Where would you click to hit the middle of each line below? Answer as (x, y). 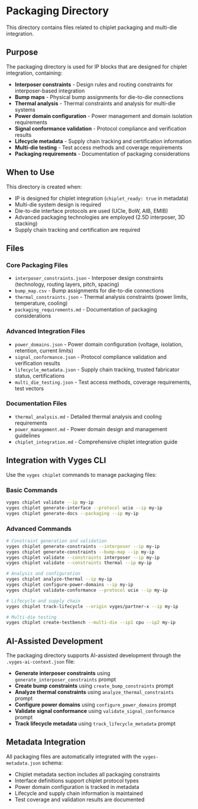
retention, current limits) (44, 351)
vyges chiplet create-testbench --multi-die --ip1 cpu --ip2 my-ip (91, 623)
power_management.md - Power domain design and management (91, 429)
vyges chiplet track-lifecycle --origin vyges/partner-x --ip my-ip (92, 606)
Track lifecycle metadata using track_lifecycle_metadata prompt (95, 724)
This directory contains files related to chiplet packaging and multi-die (92, 27)
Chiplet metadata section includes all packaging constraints (87, 774)
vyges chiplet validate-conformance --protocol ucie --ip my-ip (87, 590)
